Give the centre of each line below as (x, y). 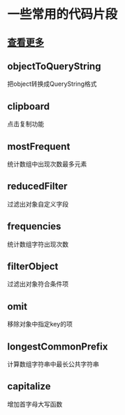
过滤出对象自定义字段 (38, 204)
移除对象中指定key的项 (40, 324)
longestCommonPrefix (58, 346)
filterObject (33, 267)
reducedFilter (37, 187)
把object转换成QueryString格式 (52, 84)
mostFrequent (39, 146)
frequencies (34, 226)
